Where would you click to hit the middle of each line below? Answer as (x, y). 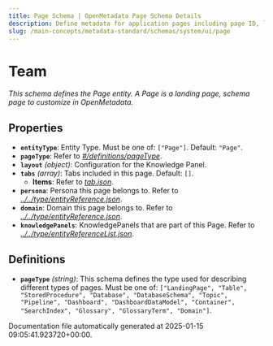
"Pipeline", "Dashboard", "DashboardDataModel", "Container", (128, 302)
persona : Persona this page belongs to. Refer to (99, 191)
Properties (36, 128)
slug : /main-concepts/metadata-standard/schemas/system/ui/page (119, 31)
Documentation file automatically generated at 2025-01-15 (106, 326)
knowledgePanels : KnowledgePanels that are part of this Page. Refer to (137, 225)
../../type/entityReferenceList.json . (77, 234)
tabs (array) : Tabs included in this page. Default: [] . (107, 173)
